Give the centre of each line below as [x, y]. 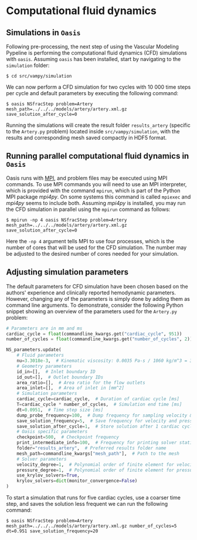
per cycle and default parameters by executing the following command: [92, 93]
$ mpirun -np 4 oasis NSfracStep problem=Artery [67, 220]
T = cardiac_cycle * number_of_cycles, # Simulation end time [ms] [99, 404]
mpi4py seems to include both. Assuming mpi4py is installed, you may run [96, 203]
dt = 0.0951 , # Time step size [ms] [60, 410]
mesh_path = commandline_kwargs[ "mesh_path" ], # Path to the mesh [98, 454]
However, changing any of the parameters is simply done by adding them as [98, 298]
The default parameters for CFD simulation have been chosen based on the [97, 286]
